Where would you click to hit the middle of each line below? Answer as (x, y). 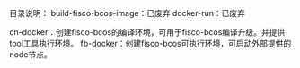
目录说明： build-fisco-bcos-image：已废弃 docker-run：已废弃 (127, 13)
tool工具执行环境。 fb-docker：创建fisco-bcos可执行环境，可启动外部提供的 (150, 43)
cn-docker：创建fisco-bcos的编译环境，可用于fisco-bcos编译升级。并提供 (147, 32)
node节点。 (31, 55)
